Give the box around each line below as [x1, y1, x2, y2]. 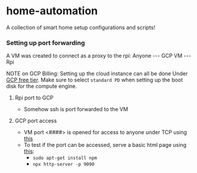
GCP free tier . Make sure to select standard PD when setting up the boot [6, 76, 183, 84]
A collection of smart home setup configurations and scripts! [6, 24, 155, 31]
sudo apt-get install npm [32, 155, 97, 161]
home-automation [6, 4, 98, 18]
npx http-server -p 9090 [32, 162, 95, 168]
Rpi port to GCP [14, 94, 54, 102]
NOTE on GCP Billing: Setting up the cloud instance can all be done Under [6, 70, 188, 77]
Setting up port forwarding [6, 39, 85, 47]
